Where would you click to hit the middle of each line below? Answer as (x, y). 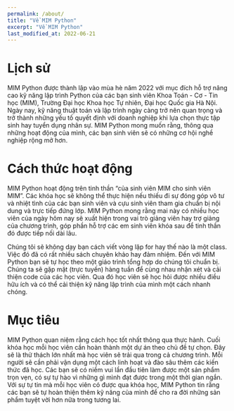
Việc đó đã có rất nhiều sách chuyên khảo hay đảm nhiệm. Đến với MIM (111, 254)
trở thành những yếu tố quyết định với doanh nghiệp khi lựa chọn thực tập (114, 118)
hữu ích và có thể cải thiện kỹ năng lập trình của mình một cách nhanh (109, 284)
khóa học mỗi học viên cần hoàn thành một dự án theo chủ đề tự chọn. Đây (117, 348)
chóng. (18, 292)
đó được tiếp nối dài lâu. (42, 233)
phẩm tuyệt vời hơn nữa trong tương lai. (64, 400)
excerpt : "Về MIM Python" (45, 27)
